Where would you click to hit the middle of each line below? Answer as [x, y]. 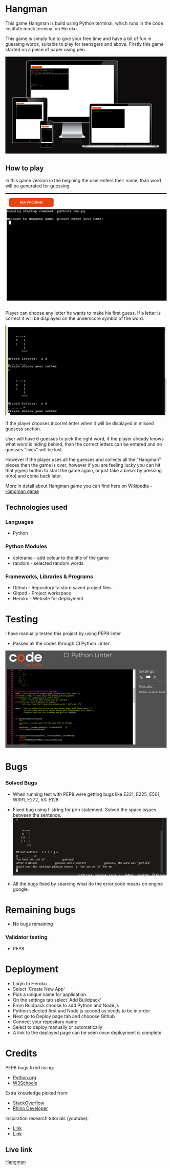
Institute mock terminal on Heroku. [42, 28]
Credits [21, 1053]
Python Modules [26, 546]
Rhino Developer [30, 1108]
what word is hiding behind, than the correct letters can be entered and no [84, 444]
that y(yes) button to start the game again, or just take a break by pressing [84, 470]
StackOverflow [28, 1103]
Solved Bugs [21, 783]
